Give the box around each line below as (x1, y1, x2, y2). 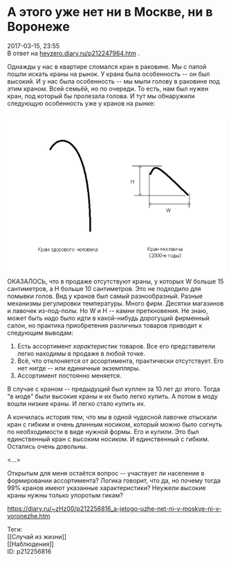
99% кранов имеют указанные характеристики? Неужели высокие (7, 483, 206, 491)
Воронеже (7, 19, 71, 35)
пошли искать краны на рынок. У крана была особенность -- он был (7, 70, 210, 78)
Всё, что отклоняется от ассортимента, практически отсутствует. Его (17, 357, 224, 365)
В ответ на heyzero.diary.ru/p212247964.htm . (7, 49, 140, 57)
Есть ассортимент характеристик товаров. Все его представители (17, 341, 216, 350)
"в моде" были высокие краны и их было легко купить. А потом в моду (7, 392, 218, 400)
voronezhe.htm (7, 512, 50, 520)
